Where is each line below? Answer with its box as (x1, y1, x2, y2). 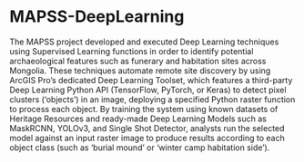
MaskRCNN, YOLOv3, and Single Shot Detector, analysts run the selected (9, 122, 285, 133)
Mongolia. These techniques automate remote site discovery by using (9, 65, 271, 76)
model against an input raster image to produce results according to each (9, 132, 285, 143)
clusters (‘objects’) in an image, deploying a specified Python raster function (9, 93, 296, 105)
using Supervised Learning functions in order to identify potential (9, 45, 254, 56)
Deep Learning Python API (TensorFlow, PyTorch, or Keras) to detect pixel (9, 84, 287, 95)
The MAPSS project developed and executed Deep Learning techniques (9, 36, 279, 47)
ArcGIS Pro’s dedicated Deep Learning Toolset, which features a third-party (9, 74, 293, 85)
